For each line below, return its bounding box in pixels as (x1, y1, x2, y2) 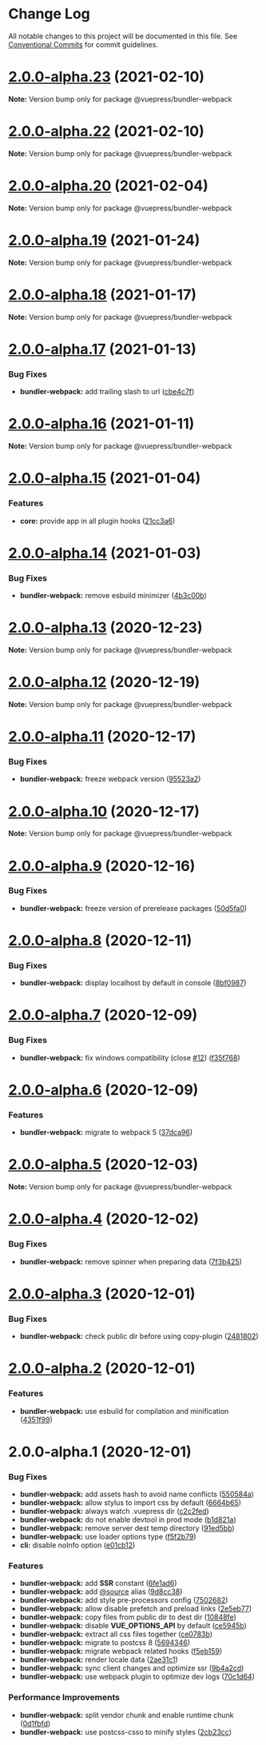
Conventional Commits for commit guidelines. (8, 39, 158, 49)
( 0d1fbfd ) (19, 1719, 51, 1728)
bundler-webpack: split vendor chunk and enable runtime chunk (19, 1710, 234, 1719)
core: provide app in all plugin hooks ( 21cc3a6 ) (19, 516, 176, 525)
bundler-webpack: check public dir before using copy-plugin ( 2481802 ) (19, 1332, 259, 1341)
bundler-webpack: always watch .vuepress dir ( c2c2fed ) (19, 1507, 209, 1516)
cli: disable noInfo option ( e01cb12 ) (19, 1540, 136, 1550)
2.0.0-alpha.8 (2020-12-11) (8, 931, 193, 949)
